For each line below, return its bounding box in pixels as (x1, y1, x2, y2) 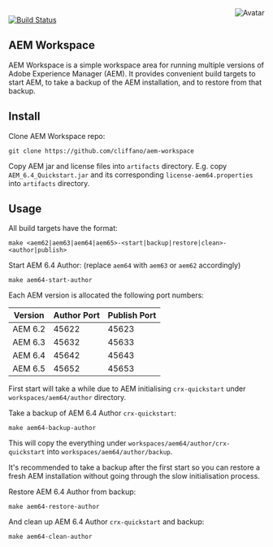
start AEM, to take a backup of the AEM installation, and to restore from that (8, 77, 262, 87)
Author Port (53, 310, 100, 321)
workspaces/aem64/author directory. (8, 393, 127, 402)
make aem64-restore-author (8, 503, 100, 511)
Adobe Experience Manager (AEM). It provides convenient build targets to (8, 68, 256, 78)
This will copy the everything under (8, 438, 127, 448)
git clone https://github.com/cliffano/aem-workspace (8, 146, 195, 155)
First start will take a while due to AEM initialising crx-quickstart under (8, 384, 246, 393)
